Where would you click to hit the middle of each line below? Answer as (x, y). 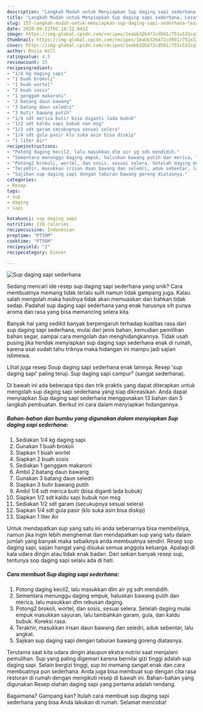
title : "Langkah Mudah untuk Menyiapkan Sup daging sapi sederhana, (95, 17)
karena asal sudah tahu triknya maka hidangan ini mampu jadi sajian (91, 349)
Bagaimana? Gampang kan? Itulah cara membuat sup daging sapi (88, 696)
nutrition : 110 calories (38, 224)
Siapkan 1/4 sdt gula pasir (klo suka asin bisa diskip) (80, 510)
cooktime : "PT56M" (30, 241)
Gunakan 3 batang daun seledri (55, 478)
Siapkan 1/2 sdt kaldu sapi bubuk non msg (68, 498)
